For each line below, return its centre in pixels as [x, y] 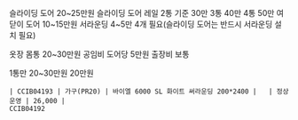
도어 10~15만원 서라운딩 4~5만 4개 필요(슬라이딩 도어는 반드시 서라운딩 [149, 24]
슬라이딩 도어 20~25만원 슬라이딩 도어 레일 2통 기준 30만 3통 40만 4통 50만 [142, 13]
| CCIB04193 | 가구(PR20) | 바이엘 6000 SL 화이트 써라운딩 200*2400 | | [141, 92]
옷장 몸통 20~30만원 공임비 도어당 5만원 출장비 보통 [99, 54]
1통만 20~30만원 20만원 [52, 73]
